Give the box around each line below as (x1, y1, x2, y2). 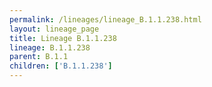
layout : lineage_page (9, 24, 100, 34)
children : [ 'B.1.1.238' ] (9, 61, 113, 71)
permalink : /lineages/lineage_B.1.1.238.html (9, 14, 202, 25)
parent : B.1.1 (9, 52, 69, 62)
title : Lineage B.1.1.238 (9, 33, 117, 43)
